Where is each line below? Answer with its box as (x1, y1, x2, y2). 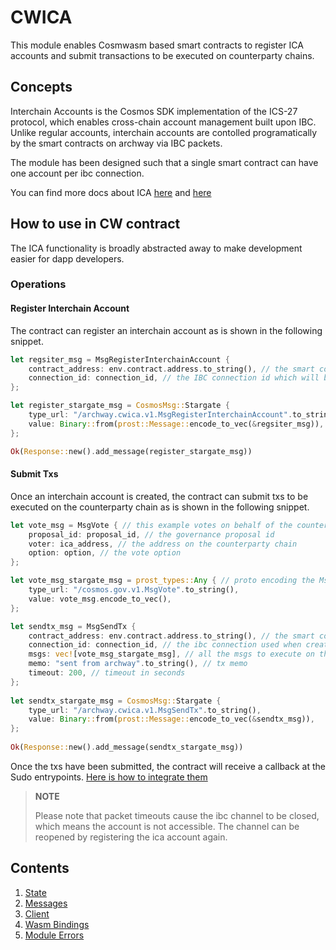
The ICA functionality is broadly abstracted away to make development (10, 242, 303, 254)
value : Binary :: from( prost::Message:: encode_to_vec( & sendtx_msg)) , (28, 714, 315, 725)
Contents (10, 860, 70, 877)
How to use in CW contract (10, 216, 181, 233)
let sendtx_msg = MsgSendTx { (10, 621, 137, 631)
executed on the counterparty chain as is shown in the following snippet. (10, 501, 310, 513)
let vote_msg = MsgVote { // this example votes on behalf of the (10, 520, 293, 530)
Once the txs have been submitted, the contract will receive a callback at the (10, 760, 326, 772)
